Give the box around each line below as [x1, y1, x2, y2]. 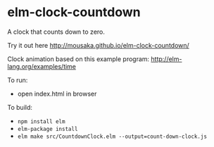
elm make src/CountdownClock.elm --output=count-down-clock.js [17, 133, 208, 140]
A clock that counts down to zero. [7, 27, 106, 36]
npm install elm [17, 117, 65, 125]
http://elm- [151, 54, 182, 63]
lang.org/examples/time [7, 62, 76, 70]
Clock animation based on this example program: [7, 54, 150, 63]
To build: [7, 103, 33, 111]
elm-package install [17, 125, 78, 132]
